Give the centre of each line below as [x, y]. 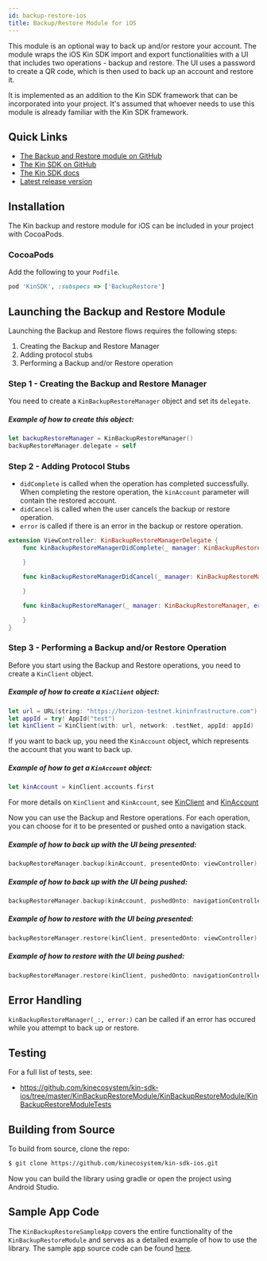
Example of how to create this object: [71, 419]
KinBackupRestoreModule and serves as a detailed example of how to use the [133, 1239]
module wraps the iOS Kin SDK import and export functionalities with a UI [128, 54]
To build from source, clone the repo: [69, 1149]
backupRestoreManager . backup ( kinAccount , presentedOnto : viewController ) [133, 864]
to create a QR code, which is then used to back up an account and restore [131, 71]
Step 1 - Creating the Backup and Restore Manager [108, 384]
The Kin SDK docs [50, 173]
